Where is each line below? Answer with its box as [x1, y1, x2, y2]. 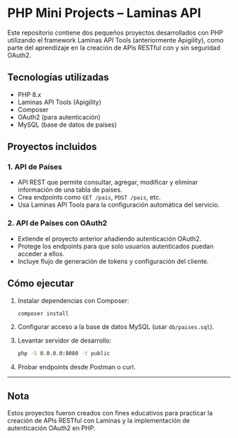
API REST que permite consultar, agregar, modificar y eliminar [17, 178, 198, 187]
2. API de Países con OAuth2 [7, 218, 108, 228]
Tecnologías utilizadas [7, 71, 109, 83]
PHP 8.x [17, 90, 42, 98]
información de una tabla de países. [17, 185, 123, 194]
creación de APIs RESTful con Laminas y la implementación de [7, 416, 190, 425]
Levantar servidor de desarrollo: [17, 336, 112, 345]
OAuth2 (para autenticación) [17, 113, 101, 121]
